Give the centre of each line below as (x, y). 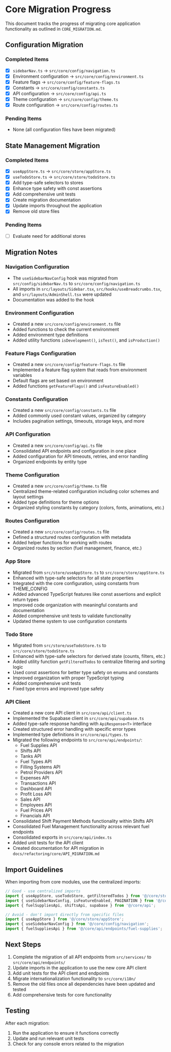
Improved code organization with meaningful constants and (75, 605)
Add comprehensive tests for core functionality (62, 994)
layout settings (28, 497)
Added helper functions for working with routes (62, 543)
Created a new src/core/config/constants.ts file (64, 410)
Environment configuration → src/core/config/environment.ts (78, 76)
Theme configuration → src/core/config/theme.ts (65, 99)
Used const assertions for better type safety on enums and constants (85, 672)
